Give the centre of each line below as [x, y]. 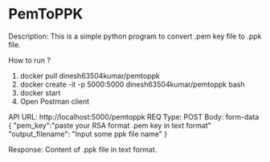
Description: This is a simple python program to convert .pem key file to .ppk [135, 36]
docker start [40, 92]
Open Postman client [55, 101]
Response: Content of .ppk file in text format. [83, 149]
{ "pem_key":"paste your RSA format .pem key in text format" [110, 125]
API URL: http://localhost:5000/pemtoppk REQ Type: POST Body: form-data [134, 116]
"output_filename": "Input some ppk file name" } [88, 134]
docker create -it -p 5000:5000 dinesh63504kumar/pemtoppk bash [132, 84]
